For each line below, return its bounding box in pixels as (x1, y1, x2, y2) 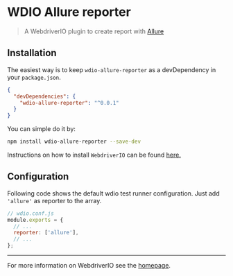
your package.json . (7, 73, 61, 81)
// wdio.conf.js (7, 209, 54, 217)
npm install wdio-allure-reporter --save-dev (7, 138, 141, 146)
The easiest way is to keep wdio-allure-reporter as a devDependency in (7, 65, 216, 74)
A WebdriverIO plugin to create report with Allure (24, 27, 164, 35)
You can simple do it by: (7, 125, 76, 133)
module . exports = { (7, 216, 64, 223)
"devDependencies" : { (13, 93, 76, 100)
